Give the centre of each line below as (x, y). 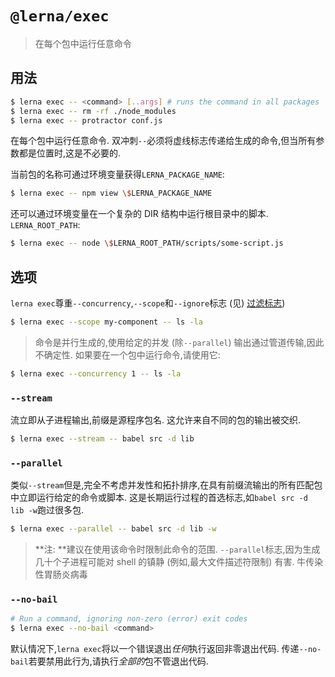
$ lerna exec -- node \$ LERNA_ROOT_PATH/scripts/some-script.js (147, 243)
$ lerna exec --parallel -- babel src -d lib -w (113, 529)
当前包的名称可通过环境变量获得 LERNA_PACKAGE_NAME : (117, 174)
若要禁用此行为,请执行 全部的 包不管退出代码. (118, 661)
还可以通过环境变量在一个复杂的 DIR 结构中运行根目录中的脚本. (139, 214)
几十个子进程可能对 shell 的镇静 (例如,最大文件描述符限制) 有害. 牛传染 (179, 562)
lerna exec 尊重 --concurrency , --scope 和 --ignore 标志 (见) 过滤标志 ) (148, 303)
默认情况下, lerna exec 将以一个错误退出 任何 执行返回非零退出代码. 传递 (155, 649)
